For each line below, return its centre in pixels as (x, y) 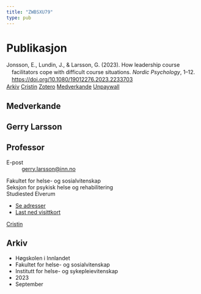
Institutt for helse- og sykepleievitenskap (67, 271)
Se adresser (30, 205)
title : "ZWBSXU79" (30, 12)
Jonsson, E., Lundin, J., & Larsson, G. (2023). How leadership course (93, 65)
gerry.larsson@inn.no (49, 168)
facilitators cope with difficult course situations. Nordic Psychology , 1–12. (104, 72)
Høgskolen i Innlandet (42, 258)
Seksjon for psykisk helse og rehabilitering (60, 187)
